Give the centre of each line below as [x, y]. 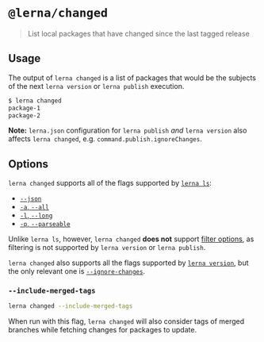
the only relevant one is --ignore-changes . [77, 271]
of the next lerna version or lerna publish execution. [96, 86]
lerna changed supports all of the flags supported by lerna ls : [110, 183]
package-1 [25, 108]
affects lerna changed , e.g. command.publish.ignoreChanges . [105, 139]
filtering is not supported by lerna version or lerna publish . [107, 248]
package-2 [25, 115]
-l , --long [36, 215]
